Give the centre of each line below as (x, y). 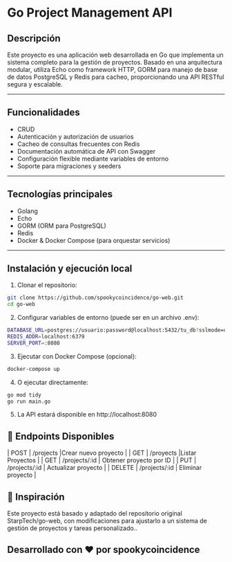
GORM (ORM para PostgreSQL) (62, 226)
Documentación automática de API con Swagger (86, 151)
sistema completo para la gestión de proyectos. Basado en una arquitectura (115, 62)
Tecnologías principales (60, 194)
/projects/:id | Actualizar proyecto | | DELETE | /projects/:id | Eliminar (105, 468)
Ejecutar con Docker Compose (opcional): (77, 356)
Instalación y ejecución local (70, 269)
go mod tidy (24, 395)
